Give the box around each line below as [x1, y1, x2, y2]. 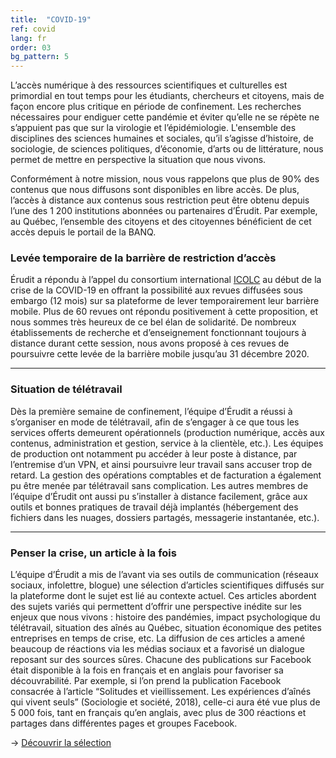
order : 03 [10, 42, 52, 53]
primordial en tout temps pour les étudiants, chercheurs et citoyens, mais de [10, 90, 325, 102]
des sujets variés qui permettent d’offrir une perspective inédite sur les [10, 601, 302, 613]
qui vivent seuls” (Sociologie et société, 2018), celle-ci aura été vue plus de [10, 696, 321, 708]
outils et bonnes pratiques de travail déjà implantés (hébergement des [10, 501, 299, 513]
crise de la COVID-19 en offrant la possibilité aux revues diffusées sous [10, 284, 303, 296]
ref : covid [10, 24, 56, 34]
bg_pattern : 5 [10, 52, 70, 62]
